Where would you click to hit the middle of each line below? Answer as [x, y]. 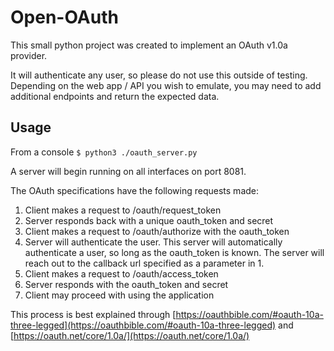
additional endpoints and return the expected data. [115, 96]
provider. [29, 55]
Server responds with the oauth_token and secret [126, 284]
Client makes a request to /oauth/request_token [123, 210]
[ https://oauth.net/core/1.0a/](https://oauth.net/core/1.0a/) [130, 335]
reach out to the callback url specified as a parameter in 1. [144, 263]
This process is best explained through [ [93, 314]
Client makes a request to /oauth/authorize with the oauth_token [157, 231]
